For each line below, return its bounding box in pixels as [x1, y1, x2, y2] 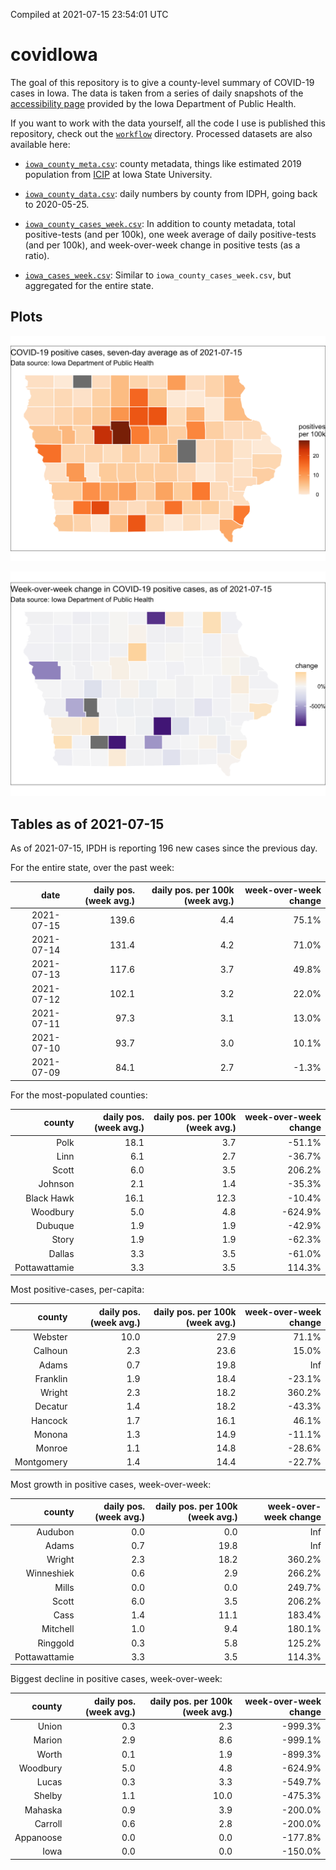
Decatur [34, 1400, 68, 1413]
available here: [10, 138, 71, 150]
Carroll [34, 1817, 63, 1829]
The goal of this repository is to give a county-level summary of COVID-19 [10, 76, 315, 88]
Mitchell [41, 1623, 75, 1635]
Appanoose [14, 1832, 63, 1844]
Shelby [33, 1790, 63, 1802]
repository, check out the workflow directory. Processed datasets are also [10, 127, 313, 139]
